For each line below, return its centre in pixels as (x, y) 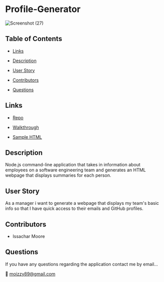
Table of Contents (34, 39)
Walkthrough (26, 127)
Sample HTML (27, 137)
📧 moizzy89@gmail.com (30, 273)
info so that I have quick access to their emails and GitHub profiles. (74, 208)
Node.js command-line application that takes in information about (73, 165)
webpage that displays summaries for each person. (58, 175)
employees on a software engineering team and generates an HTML (76, 170)
